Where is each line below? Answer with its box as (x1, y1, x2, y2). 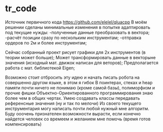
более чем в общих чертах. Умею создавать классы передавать (5, 95, 140, 101)
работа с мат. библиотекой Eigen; (5, 65, 75, 71)
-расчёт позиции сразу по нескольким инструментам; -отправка (5, 35, 142, 41)
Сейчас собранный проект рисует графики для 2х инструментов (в (5, 49, 146, 55)
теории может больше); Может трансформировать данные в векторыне (5, 54, 156, 60)
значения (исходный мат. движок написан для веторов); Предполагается (5, 60, 159, 66)
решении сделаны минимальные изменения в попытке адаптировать (5, 24, 150, 30)
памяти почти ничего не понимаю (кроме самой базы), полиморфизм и (5, 85, 155, 90)
